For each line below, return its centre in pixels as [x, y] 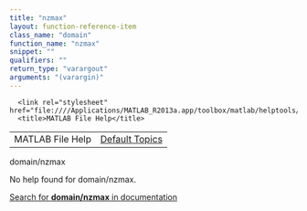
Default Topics [131, 139]
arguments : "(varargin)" [57, 78]
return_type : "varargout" [58, 69]
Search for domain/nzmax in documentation [94, 196]
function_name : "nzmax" [55, 43]
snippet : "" [32, 52]
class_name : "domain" [51, 35]
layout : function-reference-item [73, 26]
